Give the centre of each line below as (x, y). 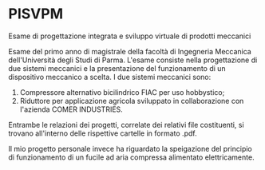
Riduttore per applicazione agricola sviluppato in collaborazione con (132, 101)
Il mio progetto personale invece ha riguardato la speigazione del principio (131, 148)
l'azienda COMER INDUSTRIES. (71, 109)
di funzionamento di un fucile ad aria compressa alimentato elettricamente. (131, 157)
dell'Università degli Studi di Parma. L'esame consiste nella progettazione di (133, 60)
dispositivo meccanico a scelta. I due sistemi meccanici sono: (110, 77)
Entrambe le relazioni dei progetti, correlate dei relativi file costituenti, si (127, 125)
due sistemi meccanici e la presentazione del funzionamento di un (117, 68)
